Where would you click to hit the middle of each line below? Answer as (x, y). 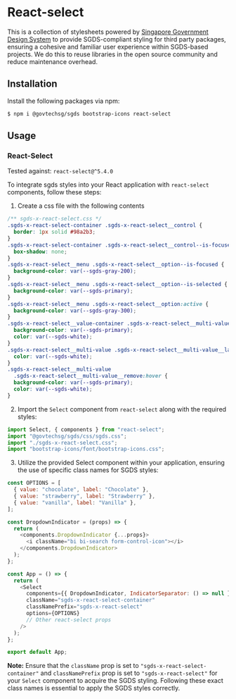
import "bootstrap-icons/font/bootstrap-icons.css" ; (86, 449)
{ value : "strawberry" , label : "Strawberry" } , (85, 496)
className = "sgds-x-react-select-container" (91, 600)
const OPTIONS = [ (34, 483)
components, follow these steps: (54, 192)
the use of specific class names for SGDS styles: (88, 470)
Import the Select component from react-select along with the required (122, 409)
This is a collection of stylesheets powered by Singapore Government (108, 32)
